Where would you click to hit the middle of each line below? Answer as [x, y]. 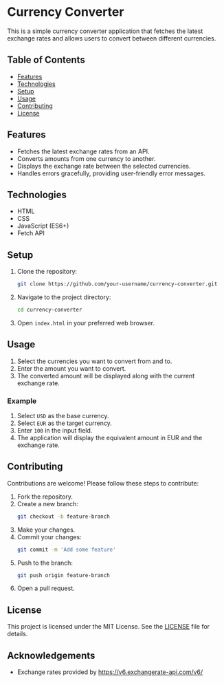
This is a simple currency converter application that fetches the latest [105, 31]
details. [18, 634]
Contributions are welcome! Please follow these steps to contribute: [103, 483]
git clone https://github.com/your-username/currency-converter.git [117, 284]
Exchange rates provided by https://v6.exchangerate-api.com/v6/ [110, 672]
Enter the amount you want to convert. [71, 368]
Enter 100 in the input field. [55, 431]
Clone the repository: [47, 272]
